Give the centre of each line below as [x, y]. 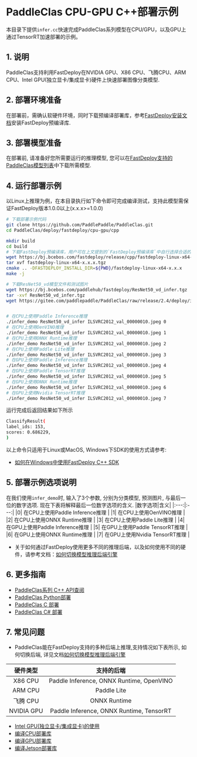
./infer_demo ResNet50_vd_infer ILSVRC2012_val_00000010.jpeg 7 [86, 398]
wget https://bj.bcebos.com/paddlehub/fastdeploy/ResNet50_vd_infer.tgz [97, 290]
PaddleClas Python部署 [43, 597]
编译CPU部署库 [33, 734]
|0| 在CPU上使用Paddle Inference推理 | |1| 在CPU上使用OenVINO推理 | [100, 512]
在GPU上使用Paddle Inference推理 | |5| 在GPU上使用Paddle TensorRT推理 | [97, 527]
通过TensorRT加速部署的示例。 [43, 36]
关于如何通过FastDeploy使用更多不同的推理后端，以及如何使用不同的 [97, 547]
